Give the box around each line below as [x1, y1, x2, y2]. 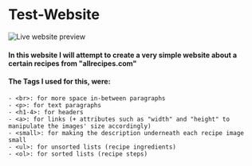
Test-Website [8, 6, 100, 24]
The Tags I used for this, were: [8, 77, 111, 87]
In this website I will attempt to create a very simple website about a [8, 50, 238, 60]
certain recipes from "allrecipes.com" [8, 58, 137, 68]
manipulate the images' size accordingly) [8, 122, 152, 130]
